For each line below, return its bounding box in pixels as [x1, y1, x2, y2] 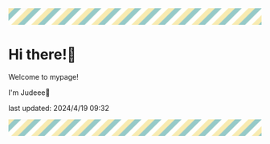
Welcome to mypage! [8, 72, 79, 81]
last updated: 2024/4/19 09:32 [8, 103, 110, 113]
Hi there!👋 [8, 46, 76, 64]
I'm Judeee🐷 [8, 88, 51, 97]
